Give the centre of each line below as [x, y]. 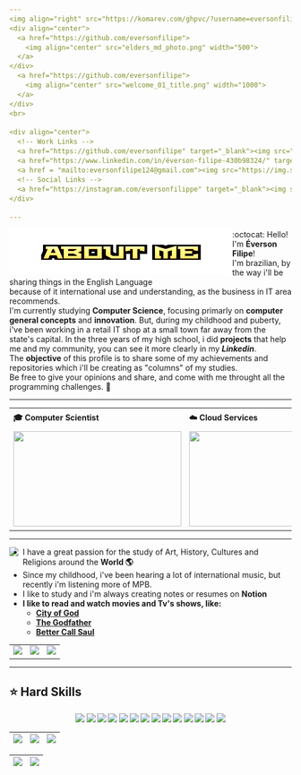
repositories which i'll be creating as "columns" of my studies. [124, 368]
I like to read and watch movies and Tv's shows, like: [122, 603]
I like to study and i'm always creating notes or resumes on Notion [145, 594]
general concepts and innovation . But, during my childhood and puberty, [145, 320]
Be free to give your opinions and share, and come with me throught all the [147, 377]
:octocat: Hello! [260, 235]
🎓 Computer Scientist [56, 418]
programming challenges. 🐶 [60, 387]
